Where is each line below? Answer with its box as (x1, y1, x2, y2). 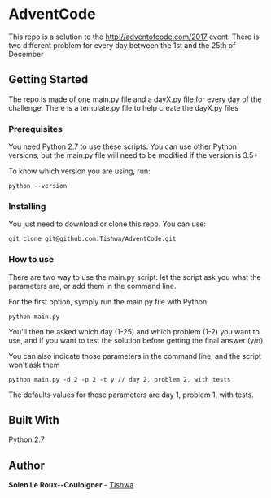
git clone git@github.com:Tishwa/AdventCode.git (8, 235, 177, 243)
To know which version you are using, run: (8, 166, 151, 176)
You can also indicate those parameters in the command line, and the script (8, 351, 262, 360)
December (8, 49, 44, 59)
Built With (8, 413, 59, 427)
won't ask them (8, 360, 60, 369)
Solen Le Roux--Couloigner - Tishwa (8, 480, 134, 490)
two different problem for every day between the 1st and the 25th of (8, 40, 236, 50)
